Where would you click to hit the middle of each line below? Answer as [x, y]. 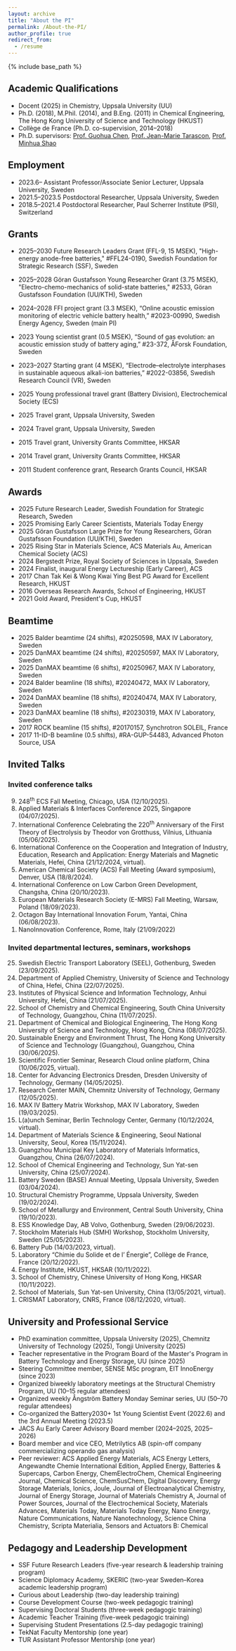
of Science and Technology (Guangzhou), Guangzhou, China [106, 1046]
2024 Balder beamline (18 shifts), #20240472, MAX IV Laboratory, [114, 683]
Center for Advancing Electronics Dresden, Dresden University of [113, 1075]
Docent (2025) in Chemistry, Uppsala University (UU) [95, 106]
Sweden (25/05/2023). [51, 1240]
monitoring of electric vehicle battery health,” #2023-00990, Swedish [119, 316]
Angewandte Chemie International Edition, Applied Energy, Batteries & [119, 1466]
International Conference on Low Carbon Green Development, [108, 885]
